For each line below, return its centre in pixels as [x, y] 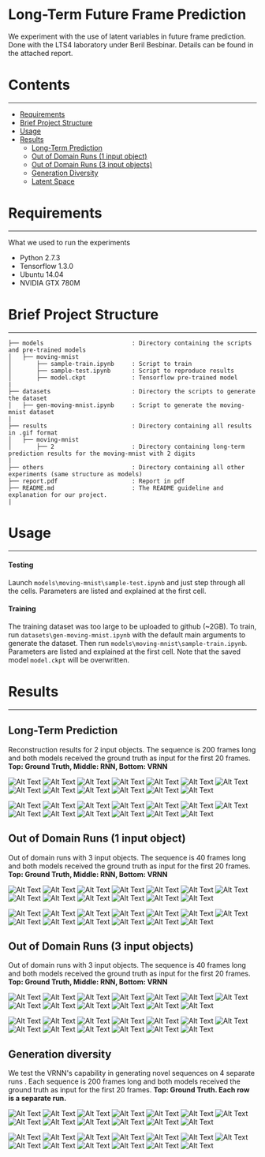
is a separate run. [37, 1099]
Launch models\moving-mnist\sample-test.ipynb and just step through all [127, 582]
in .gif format [33, 433]
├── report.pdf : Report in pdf [97, 481]
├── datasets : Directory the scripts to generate [132, 391]
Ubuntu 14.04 [41, 274]
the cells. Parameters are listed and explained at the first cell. [107, 591]
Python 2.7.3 [40, 257]
